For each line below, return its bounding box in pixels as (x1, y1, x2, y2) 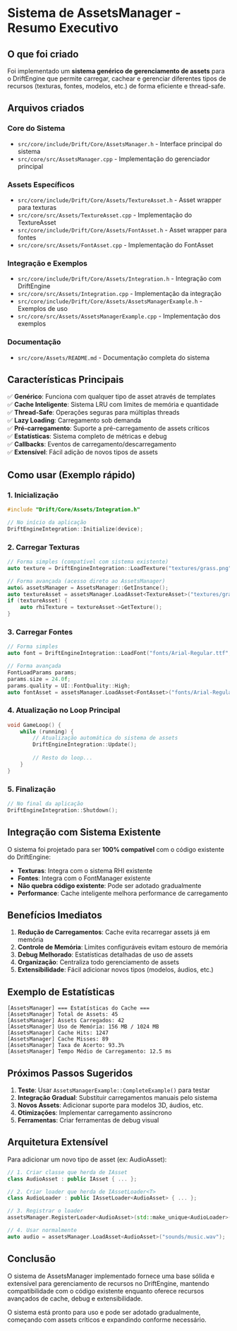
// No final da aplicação (7, 800, 83, 808)
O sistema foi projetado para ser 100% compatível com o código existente (7, 845, 224, 853)
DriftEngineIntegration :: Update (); (32, 741, 138, 748)
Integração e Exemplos (7, 258, 88, 268)
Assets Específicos (7, 179, 75, 189)
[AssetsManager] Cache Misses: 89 (7, 1036, 109, 1043)
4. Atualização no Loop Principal (7, 705, 121, 715)
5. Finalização (7, 784, 56, 794)
